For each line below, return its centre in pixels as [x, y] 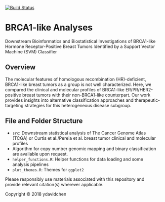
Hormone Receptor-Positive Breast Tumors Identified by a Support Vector [80, 46]
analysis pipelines [30, 164]
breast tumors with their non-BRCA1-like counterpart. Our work [86, 95]
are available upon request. [40, 154]
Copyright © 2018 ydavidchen [36, 194]
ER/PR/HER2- [139, 89]
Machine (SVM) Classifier [31, 51]
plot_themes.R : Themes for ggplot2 [48, 169]
